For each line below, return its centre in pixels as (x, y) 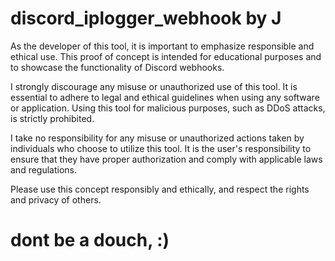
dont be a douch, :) (90, 240)
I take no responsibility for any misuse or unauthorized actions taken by (157, 138)
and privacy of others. (56, 199)
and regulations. (44, 169)
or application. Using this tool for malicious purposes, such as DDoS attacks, (168, 108)
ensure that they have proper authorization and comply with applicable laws (166, 159)
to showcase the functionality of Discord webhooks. (117, 67)
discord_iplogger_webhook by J (146, 18)
